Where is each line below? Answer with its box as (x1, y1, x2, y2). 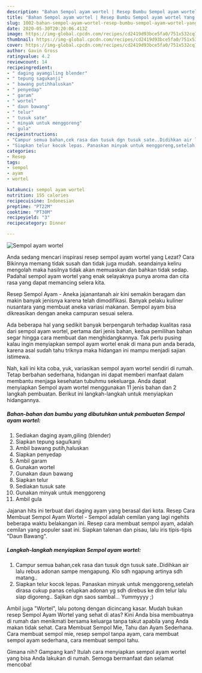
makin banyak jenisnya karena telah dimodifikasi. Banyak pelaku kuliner (7, 297, 183, 304)
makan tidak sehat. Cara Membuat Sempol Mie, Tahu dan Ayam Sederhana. (7, 624, 194, 631)
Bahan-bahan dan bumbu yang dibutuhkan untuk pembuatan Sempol (7, 410, 185, 417)
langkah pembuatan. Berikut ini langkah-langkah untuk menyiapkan (7, 390, 173, 397)
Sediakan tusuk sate (15, 482, 66, 490)
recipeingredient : (7, 64, 53, 71)
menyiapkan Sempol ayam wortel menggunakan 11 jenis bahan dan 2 (7, 384, 177, 391)
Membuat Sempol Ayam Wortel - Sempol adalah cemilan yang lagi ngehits (7, 513, 189, 520)
